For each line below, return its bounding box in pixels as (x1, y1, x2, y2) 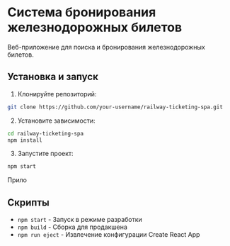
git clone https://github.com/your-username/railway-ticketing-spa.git (7, 104, 223, 111)
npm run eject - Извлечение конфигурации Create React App (17, 230, 200, 239)
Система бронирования (7, 4, 156, 21)
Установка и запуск (7, 71, 99, 83)
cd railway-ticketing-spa (7, 130, 84, 137)
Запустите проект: (17, 150, 74, 158)
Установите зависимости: (17, 116, 96, 125)
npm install (7, 136, 42, 144)
